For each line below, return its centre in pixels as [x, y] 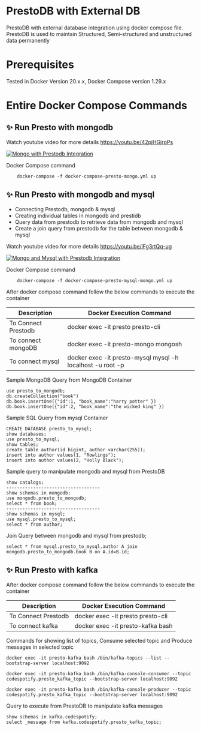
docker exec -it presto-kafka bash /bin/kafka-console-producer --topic [99, 689]
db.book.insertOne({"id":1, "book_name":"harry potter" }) [81, 401]
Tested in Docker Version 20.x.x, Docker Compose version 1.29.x [86, 81]
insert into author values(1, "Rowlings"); [61, 455]
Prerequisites [40, 65]
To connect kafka [34, 625]
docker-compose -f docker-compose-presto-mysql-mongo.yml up [95, 280]
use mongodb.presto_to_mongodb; [46, 498]
